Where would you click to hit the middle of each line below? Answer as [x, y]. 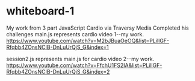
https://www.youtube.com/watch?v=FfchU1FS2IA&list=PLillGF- [84, 65]
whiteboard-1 [40, 11]
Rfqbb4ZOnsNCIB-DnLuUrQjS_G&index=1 [58, 47]
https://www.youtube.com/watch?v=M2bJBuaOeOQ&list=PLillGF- [88, 40]
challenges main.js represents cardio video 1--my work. [75, 34]
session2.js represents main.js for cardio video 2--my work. [80, 59]
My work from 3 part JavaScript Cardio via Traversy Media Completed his [98, 28]
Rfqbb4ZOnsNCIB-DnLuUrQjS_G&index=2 [58, 71]
